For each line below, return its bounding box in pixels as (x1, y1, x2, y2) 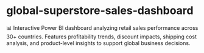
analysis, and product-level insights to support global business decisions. (6, 39, 191, 46)
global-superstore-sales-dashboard (6, 4, 194, 18)
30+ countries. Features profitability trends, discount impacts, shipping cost (6, 33, 197, 40)
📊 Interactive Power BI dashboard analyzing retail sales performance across (6, 24, 199, 31)
